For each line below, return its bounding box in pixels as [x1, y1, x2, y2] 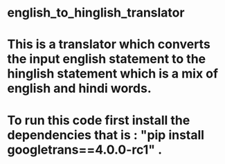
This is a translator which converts [7, 37, 211, 53]
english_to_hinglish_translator [7, 5, 185, 21]
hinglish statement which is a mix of [7, 66, 219, 82]
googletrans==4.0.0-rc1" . [7, 142, 163, 157]
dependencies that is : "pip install [7, 127, 205, 143]
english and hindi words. [7, 81, 152, 96]
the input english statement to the [7, 51, 206, 67]
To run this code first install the [7, 112, 190, 128]
